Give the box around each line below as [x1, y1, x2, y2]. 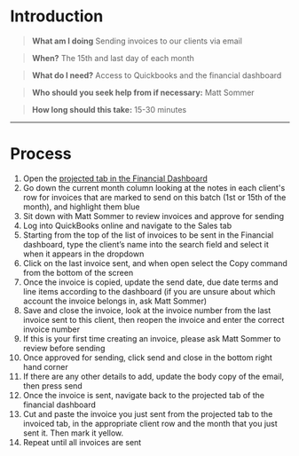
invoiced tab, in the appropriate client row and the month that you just [22, 418, 278, 428]
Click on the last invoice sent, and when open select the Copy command [22, 257, 287, 268]
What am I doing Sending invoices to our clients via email [31, 35, 243, 46]
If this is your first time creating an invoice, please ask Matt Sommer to [22, 333, 281, 343]
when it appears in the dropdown [22, 248, 145, 259]
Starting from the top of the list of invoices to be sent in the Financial [22, 229, 274, 240]
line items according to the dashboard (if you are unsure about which [22, 286, 276, 296]
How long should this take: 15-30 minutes [31, 104, 187, 114]
